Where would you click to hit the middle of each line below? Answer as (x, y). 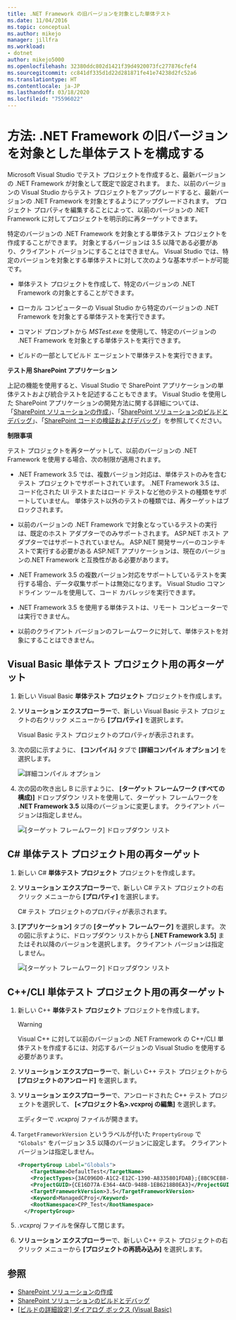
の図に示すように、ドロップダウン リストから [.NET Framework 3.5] (117, 935)
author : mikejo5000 (36, 60)
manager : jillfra (33, 40)
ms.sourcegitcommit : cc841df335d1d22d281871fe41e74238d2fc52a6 (102, 73)
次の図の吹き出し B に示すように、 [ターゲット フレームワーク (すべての (121, 788)
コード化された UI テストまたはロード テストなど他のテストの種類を (116, 491)
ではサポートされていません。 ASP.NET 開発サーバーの (121, 542)
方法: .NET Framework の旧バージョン (118, 136)
